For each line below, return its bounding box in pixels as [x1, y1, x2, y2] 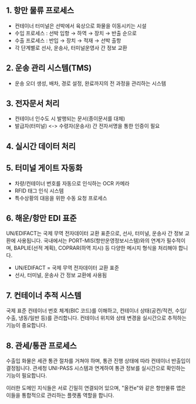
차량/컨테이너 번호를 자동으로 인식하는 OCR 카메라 [14, 179, 130, 186]
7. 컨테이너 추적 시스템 [6, 290, 82, 300]
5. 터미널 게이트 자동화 [6, 163, 83, 173]
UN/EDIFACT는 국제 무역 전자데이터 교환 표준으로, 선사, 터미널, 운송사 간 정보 [6, 230, 184, 237]
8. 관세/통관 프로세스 [6, 341, 77, 351]
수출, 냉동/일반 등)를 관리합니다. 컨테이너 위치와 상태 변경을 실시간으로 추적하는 [6, 314, 187, 321]
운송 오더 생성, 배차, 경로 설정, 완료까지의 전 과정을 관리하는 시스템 [14, 80, 166, 87]
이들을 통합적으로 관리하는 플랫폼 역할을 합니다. [6, 392, 114, 399]
